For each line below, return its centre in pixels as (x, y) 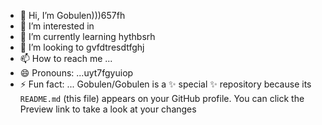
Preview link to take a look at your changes (108, 109)
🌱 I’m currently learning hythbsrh (87, 36)
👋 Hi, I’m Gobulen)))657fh (72, 15)
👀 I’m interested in (57, 26)
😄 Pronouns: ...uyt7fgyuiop (76, 73)
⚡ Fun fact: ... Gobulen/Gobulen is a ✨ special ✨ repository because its (165, 84)
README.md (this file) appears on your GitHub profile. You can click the (162, 98)
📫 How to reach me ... (66, 58)
